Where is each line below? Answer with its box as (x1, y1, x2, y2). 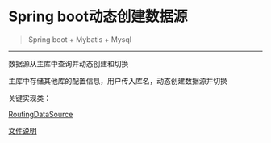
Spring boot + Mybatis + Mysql (27, 34, 131, 44)
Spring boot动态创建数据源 (8, 7, 188, 26)
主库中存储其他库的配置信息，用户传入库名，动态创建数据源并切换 (8, 76, 227, 86)
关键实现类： (8, 93, 51, 103)
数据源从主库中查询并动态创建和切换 (8, 58, 129, 69)
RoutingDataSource (8, 109, 73, 119)
